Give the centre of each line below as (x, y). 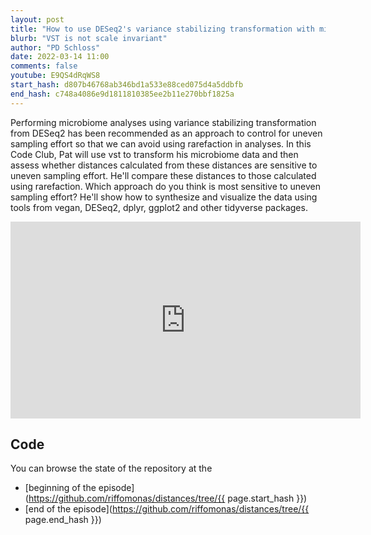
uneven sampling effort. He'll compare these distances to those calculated (163, 175)
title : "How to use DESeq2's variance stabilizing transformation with (162, 29)
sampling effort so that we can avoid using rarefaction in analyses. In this (161, 143)
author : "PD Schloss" (55, 47)
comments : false (44, 66)
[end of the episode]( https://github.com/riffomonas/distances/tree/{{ (167, 509)
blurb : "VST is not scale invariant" (89, 38)
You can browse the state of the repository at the (111, 468)
